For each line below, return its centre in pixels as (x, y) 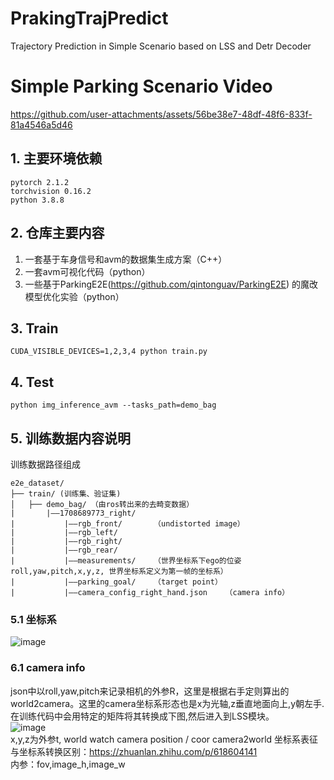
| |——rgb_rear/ (64, 550)
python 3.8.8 (37, 200)
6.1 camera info (48, 668)
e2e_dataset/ (37, 483)
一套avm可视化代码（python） (87, 271)
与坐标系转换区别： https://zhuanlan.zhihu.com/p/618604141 (134, 751)
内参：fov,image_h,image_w (68, 764)
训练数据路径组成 (45, 464)
